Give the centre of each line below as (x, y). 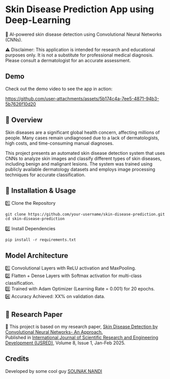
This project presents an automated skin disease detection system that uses (85, 153)
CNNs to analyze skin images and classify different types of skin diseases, (83, 158)
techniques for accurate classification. (45, 175)
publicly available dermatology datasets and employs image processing (80, 169)
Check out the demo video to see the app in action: (59, 89)
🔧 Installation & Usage (41, 190)
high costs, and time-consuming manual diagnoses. (60, 143)
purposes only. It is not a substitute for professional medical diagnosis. (79, 55)
